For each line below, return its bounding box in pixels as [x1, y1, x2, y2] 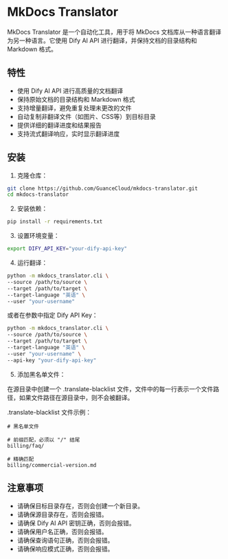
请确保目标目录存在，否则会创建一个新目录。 [16, 501, 144, 509]
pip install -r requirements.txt [7, 218, 103, 226]
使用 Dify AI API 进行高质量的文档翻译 [16, 87, 124, 95]
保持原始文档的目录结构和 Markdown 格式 [16, 95, 135, 103]
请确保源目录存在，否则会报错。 [16, 510, 108, 518]
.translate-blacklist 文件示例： [7, 408, 91, 416]
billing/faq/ [7, 442, 45, 449]
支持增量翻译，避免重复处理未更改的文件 [16, 104, 132, 112]
